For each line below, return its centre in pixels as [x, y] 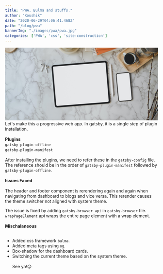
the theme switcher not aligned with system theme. [56, 201]
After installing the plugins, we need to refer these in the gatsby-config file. [80, 160]
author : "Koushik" [24, 15]
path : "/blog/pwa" [24, 26]
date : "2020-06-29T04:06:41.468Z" [40, 20]
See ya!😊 [22, 267]
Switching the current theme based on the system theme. [69, 256]
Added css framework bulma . [41, 241]
